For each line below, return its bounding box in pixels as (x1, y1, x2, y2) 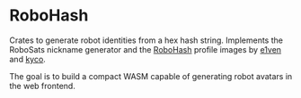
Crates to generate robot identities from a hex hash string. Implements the (9, 35, 283, 45)
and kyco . (9, 53, 47, 64)
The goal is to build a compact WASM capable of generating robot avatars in (9, 70, 293, 81)
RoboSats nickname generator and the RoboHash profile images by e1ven (9, 44, 281, 54)
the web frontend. (9, 80, 76, 91)
